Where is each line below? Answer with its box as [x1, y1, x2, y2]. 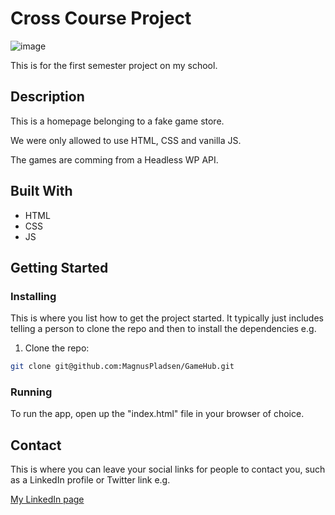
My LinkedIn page [10, 493, 85, 506]
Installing [10, 289, 57, 303]
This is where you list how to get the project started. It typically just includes [10, 312, 324, 324]
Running [10, 385, 53, 399]
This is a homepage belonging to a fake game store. [10, 115, 225, 127]
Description [10, 88, 85, 106]
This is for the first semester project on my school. [10, 59, 218, 71]
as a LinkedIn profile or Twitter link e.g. [10, 474, 171, 486]
